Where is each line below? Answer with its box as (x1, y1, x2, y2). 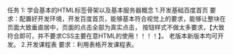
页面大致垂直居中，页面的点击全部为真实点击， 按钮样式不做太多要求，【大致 (7, 23, 225, 31)
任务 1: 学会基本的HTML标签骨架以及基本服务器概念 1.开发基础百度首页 (7, 6, 209, 14)
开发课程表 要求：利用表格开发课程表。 (26, 41, 138, 48)
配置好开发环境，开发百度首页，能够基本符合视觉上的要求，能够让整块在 (19, 14, 226, 23)
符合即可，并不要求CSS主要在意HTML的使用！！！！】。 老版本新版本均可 (7, 32, 218, 40)
